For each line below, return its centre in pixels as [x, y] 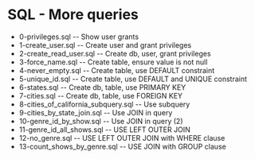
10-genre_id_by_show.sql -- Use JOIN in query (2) [101, 121]
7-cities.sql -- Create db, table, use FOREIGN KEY [101, 95]
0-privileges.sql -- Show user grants [79, 37]
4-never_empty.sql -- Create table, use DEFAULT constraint [117, 70]
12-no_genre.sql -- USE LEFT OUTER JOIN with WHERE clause [122, 138]
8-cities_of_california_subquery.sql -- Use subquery [104, 104]
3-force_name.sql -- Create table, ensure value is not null [113, 62]
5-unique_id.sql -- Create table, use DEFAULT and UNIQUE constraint [133, 79]
